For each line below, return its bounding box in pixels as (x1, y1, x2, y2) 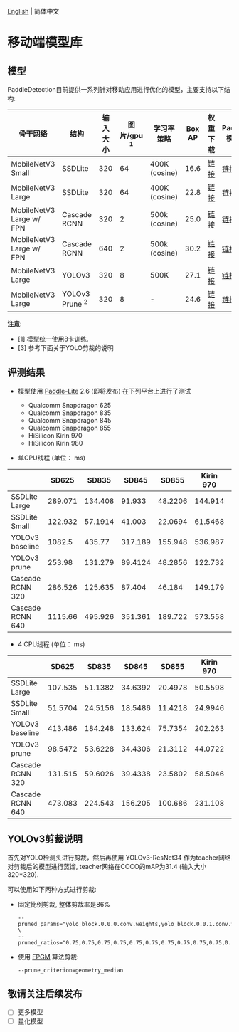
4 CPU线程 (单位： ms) (17, 640, 85, 648)
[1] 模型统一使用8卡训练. (17, 335, 89, 343)
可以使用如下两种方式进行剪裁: (7, 885, 97, 893)
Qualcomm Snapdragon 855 (28, 423, 112, 432)
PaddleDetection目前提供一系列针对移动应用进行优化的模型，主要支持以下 (7, 85, 225, 93)
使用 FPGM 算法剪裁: (17, 952, 80, 961)
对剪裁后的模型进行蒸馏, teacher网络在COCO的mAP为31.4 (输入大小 (7, 862, 207, 870)
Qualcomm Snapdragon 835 (28, 409, 112, 417)
